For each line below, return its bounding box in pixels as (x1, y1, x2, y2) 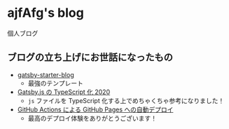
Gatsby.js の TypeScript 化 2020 (17, 88, 111, 96)
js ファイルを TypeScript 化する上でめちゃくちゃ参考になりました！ (27, 96, 225, 104)
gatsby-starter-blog (17, 70, 75, 79)
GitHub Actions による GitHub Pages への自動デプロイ (17, 105, 174, 114)
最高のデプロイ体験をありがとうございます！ (27, 114, 158, 122)
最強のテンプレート (27, 79, 84, 87)
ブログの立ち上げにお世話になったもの (7, 51, 173, 64)
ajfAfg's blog (7, 5, 84, 21)
